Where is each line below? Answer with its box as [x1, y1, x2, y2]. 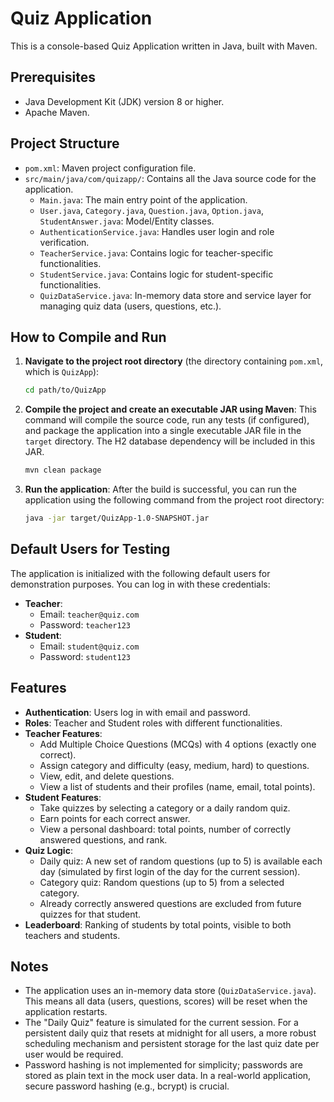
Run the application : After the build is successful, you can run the [24, 483, 297, 496]
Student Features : [24, 791, 102, 803]
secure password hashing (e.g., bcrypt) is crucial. [24, 1080, 230, 1092]
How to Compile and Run [10, 328, 167, 346]
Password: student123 [39, 650, 131, 662]
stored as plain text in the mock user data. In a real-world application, [24, 1070, 312, 1082]
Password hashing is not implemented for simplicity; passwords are [24, 1059, 304, 1071]
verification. [39, 236, 90, 248]
